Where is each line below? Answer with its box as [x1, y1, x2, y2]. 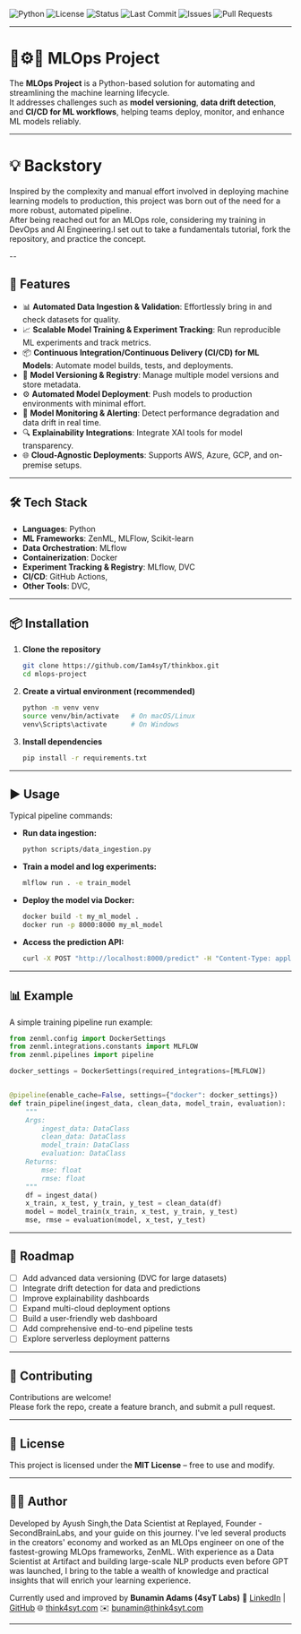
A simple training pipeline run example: [9, 1017, 153, 1028]
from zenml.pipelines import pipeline [9, 1051, 154, 1060]
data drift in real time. [21, 417, 101, 427]
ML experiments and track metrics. [21, 337, 151, 348]
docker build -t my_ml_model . [21, 912, 140, 922]
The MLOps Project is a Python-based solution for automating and [9, 77, 255, 89]
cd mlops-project [21, 670, 88, 679]
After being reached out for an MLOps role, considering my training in [9, 214, 266, 225]
